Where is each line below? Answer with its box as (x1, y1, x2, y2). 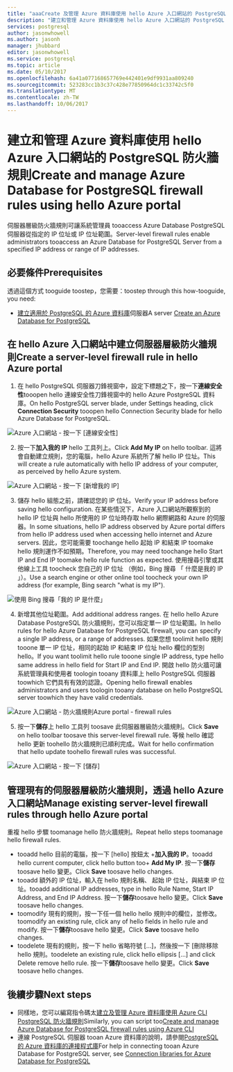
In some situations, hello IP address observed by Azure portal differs (29, 522, 225, 531)
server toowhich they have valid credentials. (17, 694, 144, 702)
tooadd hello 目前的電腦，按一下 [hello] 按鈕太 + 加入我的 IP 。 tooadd (17, 850, 213, 858)
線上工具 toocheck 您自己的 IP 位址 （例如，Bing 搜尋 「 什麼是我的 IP (23, 564, 223, 573)
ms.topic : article (7, 62, 60, 69)
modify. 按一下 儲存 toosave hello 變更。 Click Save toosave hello (17, 926, 200, 934)
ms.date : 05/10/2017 (7, 68, 67, 75)
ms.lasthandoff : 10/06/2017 (7, 101, 89, 108)
